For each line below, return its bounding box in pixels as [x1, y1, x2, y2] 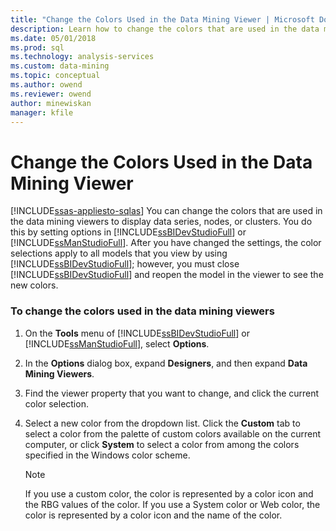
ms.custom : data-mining [10, 61, 110, 71]
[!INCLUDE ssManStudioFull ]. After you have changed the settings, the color [10, 237, 322, 249]
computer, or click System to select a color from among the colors [24, 438, 300, 450]
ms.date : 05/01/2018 [10, 33, 97, 43]
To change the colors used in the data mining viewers [10, 304, 275, 318]
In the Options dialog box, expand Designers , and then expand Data [24, 357, 308, 369]
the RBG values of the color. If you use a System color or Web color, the [24, 498, 321, 510]
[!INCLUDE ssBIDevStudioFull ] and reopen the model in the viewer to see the [10, 269, 324, 281]
